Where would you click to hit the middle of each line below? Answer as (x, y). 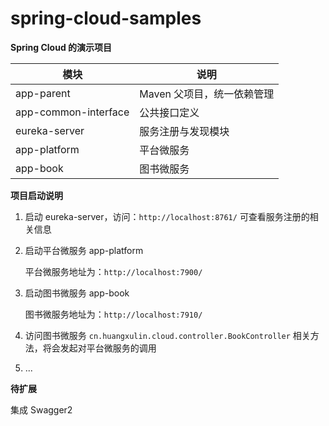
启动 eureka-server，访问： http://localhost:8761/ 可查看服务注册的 (167, 216)
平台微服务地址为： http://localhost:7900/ (113, 271)
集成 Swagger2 (41, 409)
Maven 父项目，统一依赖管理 (207, 94)
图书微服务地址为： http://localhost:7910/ (113, 314)
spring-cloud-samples (106, 18)
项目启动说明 (36, 195)
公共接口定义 (169, 112)
